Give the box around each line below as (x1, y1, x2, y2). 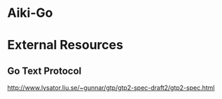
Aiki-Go (7, 5, 53, 21)
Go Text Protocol (7, 65, 82, 77)
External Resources (7, 37, 124, 53)
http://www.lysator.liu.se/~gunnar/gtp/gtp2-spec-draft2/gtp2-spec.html (7, 84, 215, 92)
